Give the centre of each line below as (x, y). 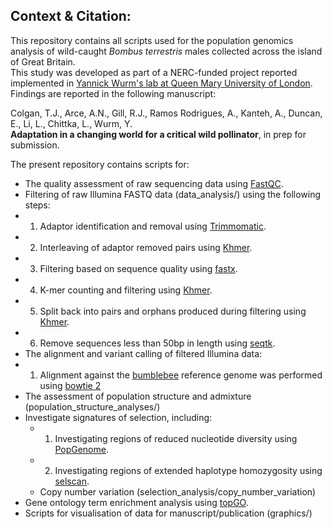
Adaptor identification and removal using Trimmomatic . (153, 226)
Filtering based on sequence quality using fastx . (138, 268)
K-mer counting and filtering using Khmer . (126, 290)
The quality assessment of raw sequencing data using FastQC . (154, 183)
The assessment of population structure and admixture (138, 396)
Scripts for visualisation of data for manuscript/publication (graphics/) (168, 513)
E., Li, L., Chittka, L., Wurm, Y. (71, 123)
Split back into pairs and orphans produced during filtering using (173, 311)
